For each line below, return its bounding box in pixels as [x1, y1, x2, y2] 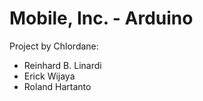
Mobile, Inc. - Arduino [9, 7, 194, 30]
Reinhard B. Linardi [23, 59, 102, 71]
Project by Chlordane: [9, 40, 99, 52]
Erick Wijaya [23, 70, 76, 82]
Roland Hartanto [23, 80, 92, 92]
